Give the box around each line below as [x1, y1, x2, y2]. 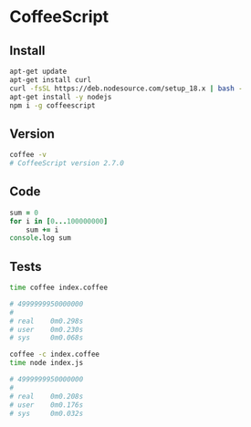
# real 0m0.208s [9, 391, 84, 401]
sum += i [26, 225, 59, 234]
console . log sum [9, 234, 71, 243]
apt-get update [9, 67, 68, 76]
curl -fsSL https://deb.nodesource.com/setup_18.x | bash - [9, 84, 244, 93]
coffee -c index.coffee [9, 349, 100, 359]
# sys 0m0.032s [9, 409, 84, 418]
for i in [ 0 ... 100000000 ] [9, 216, 108, 225]
